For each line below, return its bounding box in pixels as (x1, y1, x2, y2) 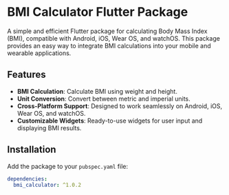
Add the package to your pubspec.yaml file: (7, 162, 129, 170)
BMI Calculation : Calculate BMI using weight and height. (17, 87, 177, 95)
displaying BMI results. (17, 123, 82, 132)
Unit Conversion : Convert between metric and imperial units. (17, 94, 190, 103)
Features (7, 69, 46, 81)
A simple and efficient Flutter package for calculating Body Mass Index (7, 27, 208, 35)
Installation (7, 144, 56, 156)
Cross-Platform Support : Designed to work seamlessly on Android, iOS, (17, 101, 223, 110)
